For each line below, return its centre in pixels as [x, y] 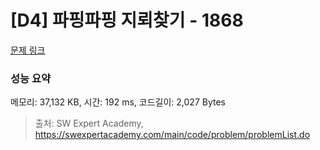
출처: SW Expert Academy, [89, 123]
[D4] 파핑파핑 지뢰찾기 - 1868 [127, 20]
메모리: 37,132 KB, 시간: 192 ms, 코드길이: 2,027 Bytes [118, 102]
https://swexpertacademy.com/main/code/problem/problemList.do [172, 135]
